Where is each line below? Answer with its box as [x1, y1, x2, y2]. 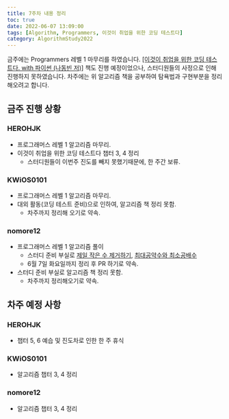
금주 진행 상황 [7, 103, 62, 115]
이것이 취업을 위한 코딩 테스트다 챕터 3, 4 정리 [16, 149, 139, 157]
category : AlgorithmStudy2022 [7, 36, 94, 43]
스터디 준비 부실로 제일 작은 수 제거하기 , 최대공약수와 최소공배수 [27, 251, 197, 259]
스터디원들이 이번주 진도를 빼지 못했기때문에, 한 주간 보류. [27, 157, 181, 165]
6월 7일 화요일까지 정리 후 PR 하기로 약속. [27, 260, 139, 268]
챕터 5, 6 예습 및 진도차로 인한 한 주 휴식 [16, 337, 124, 345]
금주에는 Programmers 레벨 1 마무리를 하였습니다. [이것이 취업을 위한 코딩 [7, 56, 205, 64]
